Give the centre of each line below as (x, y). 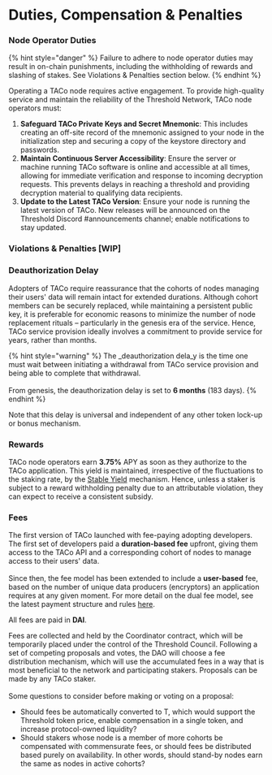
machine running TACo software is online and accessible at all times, (135, 167)
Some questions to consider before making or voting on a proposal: (121, 696)
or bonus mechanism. (45, 423)
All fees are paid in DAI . (47, 620)
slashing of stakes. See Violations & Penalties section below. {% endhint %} (135, 76)
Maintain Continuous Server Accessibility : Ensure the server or (128, 158)
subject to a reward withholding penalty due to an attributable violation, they (136, 488)
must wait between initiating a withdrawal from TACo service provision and (134, 364)
